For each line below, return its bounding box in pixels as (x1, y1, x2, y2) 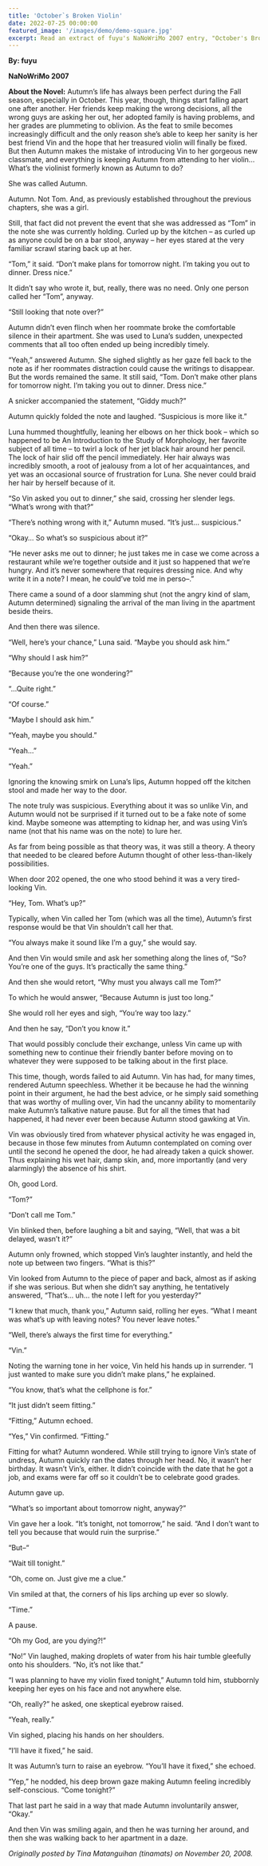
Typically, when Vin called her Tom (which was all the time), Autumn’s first (8, 914, 252, 923)
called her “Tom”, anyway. (8, 292, 94, 301)
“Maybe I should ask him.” (8, 715, 94, 724)
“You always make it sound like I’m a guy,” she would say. (8, 938, 197, 947)
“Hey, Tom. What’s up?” (8, 899, 86, 908)
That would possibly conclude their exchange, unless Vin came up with (8, 1039, 242, 1049)
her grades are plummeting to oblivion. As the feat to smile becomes (8, 121, 234, 130)
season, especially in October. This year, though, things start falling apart (8, 95, 249, 105)
